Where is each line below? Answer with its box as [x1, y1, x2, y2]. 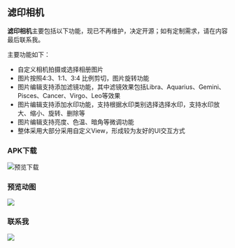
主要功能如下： [7, 50, 50, 58]
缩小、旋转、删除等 [29, 109, 85, 117]
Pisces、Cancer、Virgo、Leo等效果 [17, 91, 121, 99]
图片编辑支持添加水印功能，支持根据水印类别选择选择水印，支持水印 [17, 100, 214, 109]
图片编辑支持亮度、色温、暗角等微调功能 [17, 118, 134, 126]
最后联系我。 [7, 35, 44, 43]
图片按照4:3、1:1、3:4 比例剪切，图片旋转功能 [17, 74, 150, 82]
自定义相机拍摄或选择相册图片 [17, 65, 104, 74]
